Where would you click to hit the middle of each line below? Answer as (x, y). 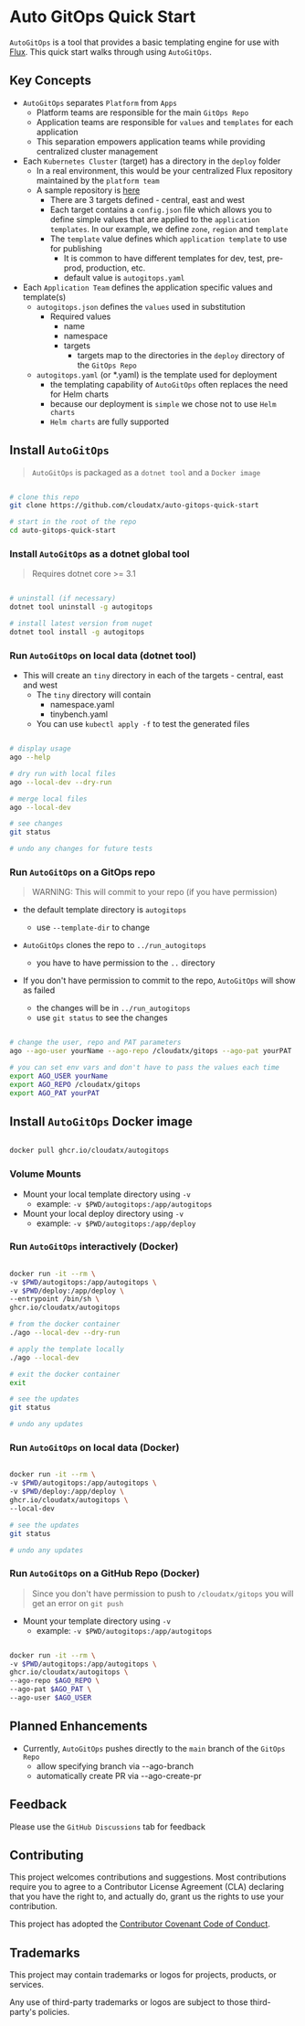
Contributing (47, 1855)
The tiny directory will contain (94, 695)
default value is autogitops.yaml (124, 277)
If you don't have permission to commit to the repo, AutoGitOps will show (159, 981)
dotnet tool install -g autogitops (77, 632)
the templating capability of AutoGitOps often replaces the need (169, 384)
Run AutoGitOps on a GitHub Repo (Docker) (105, 1573)
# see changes (37, 824)
